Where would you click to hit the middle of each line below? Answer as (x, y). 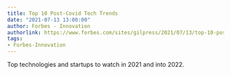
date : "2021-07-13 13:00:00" (49, 20)
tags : (15, 39)
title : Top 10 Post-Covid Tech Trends (63, 13)
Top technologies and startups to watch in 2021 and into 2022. (96, 64)
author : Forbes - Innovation (49, 26)
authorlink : (24, 32)
